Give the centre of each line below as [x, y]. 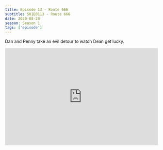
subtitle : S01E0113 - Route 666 [38, 14]
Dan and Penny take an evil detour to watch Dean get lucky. [65, 41]
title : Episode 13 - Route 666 [37, 9]
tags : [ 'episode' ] [24, 28]
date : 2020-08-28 [23, 18]
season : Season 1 [23, 23]
